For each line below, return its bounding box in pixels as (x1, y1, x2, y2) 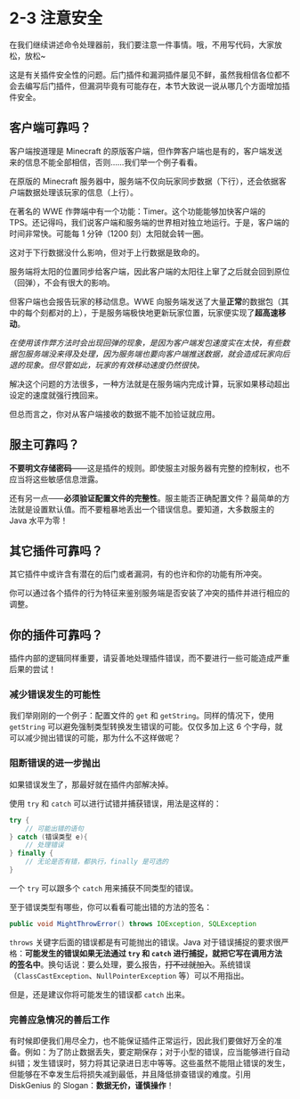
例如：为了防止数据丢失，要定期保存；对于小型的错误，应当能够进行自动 (24, 1046, 290, 1057)
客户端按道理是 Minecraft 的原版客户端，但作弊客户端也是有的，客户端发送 (9, 145, 283, 156)
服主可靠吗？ (9, 438, 80, 453)
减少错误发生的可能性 (9, 688, 101, 701)
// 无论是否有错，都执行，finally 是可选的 (25, 857, 169, 866)
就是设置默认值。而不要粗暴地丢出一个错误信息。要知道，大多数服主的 (16, 504, 274, 514)
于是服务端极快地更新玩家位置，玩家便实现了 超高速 (90, 307, 279, 317)
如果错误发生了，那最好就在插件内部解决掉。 (9, 779, 174, 790)
